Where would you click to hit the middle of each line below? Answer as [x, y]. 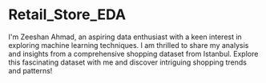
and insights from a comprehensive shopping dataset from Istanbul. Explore [133, 53]
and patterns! [30, 70]
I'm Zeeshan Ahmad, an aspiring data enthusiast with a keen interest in [125, 37]
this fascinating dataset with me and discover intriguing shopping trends [127, 62]
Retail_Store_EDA [67, 15]
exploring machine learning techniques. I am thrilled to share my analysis [129, 45]
